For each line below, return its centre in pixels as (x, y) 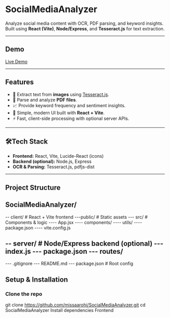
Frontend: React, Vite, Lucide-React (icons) (58, 156)
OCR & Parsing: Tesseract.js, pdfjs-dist (53, 167)
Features (19, 82)
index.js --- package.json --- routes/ (64, 251)
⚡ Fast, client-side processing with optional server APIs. (71, 118)
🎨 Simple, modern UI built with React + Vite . (58, 113)
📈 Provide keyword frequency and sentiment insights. (69, 105)
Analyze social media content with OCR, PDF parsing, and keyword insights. (84, 23)
